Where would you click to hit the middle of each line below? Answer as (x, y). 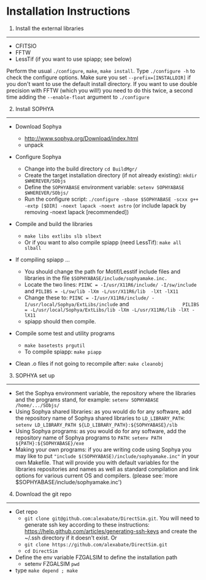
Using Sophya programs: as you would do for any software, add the (101, 431)
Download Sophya (38, 126)
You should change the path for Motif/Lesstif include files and (102, 271)
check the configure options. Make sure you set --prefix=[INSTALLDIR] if (99, 77)
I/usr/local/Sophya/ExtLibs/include (71, 304)
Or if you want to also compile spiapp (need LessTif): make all (103, 242)
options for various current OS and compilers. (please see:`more (97, 475)
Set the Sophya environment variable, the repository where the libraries (105, 393)
